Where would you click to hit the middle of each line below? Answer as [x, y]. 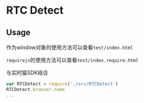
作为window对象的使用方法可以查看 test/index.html [70, 47]
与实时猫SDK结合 [27, 73]
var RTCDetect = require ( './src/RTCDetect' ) [62, 84]
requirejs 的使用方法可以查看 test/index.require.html [72, 60]
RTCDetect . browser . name [36, 89]
